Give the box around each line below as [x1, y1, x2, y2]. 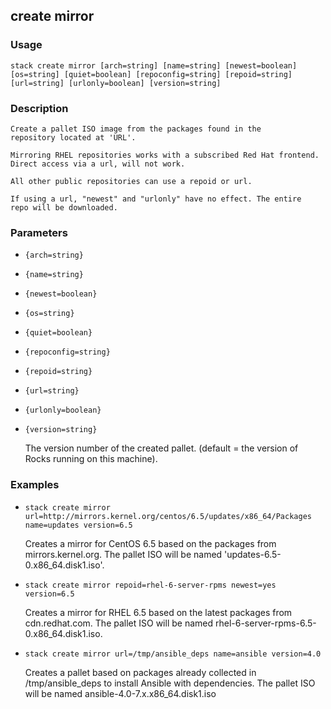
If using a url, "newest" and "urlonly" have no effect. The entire [10, 194, 302, 204]
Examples [10, 478, 60, 492]
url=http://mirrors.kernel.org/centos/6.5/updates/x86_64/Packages [24, 511, 312, 521]
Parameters [10, 225, 68, 239]
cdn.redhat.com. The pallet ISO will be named [24, 617, 214, 629]
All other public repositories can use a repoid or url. [10, 176, 253, 186]
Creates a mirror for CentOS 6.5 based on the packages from [24, 537, 277, 549]
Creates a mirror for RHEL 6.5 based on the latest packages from [24, 606, 293, 618]
